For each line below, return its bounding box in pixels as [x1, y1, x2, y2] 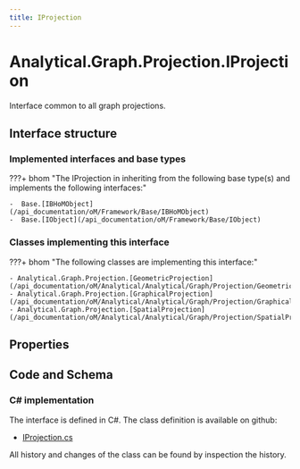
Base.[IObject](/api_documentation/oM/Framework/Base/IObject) [21, 215, 262, 224]
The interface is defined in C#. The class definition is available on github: [9, 415, 278, 425]
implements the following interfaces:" [9, 182, 147, 193]
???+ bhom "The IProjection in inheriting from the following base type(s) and [9, 173, 290, 184]
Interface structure [9, 126, 118, 141]
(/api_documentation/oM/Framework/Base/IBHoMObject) [9, 207, 210, 217]
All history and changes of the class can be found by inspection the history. [9, 448, 287, 460]
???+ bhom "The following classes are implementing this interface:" [9, 256, 258, 267]
